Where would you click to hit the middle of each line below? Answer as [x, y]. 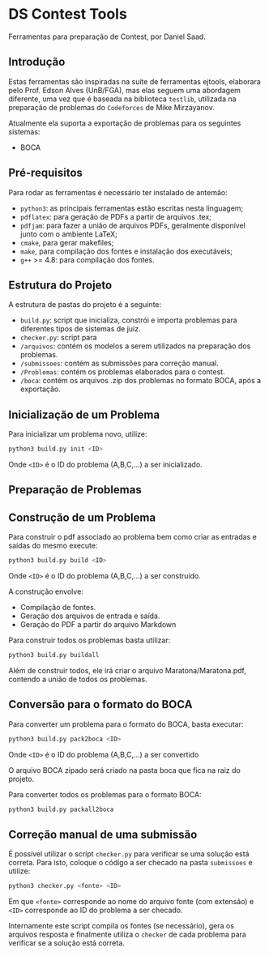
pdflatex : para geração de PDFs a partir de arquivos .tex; [116, 216]
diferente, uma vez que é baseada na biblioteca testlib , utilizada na [122, 99]
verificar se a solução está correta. [67, 943]
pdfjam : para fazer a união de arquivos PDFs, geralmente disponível [132, 225]
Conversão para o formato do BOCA [100, 704]
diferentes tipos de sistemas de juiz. [80, 329]
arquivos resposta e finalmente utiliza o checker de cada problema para [128, 935]
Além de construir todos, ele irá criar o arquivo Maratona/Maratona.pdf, [128, 671]
